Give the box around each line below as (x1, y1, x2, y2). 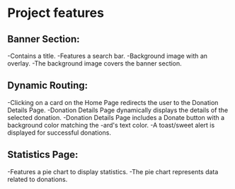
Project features (7, 5, 105, 21)
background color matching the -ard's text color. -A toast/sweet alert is (7, 121, 215, 129)
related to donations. (7, 175, 68, 183)
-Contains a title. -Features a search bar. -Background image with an (7, 51, 207, 60)
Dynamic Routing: (7, 80, 88, 92)
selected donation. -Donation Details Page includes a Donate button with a (7, 113, 225, 121)
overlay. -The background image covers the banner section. (7, 59, 182, 68)
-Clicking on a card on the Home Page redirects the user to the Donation (7, 98, 219, 106)
